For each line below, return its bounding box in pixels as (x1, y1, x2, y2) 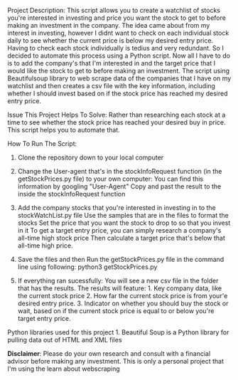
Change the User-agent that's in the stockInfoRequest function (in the (17, 167, 222, 175)
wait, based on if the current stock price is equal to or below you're (17, 307, 215, 315)
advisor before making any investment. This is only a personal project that (7, 357, 225, 365)
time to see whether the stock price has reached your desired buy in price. (7, 118, 226, 127)
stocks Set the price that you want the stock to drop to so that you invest (17, 218, 231, 227)
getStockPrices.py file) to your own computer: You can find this (17, 174, 204, 183)
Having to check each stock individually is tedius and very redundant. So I (7, 44, 224, 52)
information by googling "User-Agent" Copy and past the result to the (17, 182, 222, 191)
